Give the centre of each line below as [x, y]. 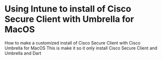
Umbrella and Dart [23, 53]
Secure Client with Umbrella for [69, 19]
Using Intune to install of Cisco [68, 9]
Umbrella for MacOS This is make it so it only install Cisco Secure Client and [81, 48]
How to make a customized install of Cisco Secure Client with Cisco [73, 43]
